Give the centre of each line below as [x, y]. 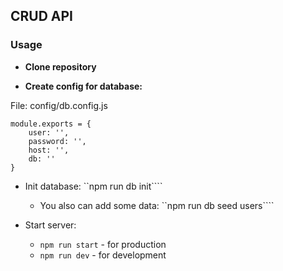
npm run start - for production [103, 244]
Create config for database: [83, 86]
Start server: [50, 225]
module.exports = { [51, 124]
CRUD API [42, 16]
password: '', [57, 141]
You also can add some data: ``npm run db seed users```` [157, 205]
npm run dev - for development [103, 255]
